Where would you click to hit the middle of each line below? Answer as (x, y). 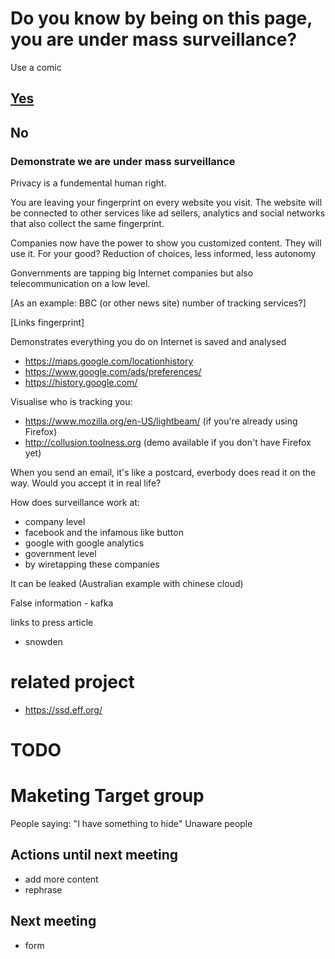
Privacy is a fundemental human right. (88, 183)
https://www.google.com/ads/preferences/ (113, 372)
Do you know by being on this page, (161, 18)
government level (60, 554)
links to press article (52, 623)
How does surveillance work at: (75, 503)
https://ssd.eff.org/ (63, 709)
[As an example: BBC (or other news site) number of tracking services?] (158, 303)
